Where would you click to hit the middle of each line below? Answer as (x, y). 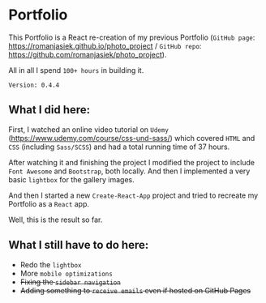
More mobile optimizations (66, 273)
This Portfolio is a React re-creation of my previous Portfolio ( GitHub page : (132, 37)
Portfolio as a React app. (49, 203)
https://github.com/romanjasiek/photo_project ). (88, 54)
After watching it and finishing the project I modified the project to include (132, 162)
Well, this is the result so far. (56, 220)
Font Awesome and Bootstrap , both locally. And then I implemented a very (129, 171)
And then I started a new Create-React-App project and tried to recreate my (133, 195)
